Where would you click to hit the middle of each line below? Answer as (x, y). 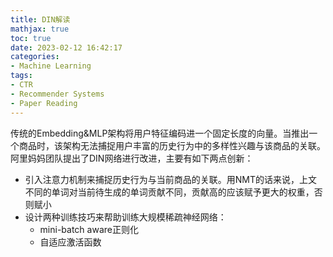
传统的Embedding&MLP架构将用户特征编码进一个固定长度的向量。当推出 (160, 133)
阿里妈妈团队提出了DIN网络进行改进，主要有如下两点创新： (132, 158)
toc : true (31, 38)
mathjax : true (40, 29)
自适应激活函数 (70, 242)
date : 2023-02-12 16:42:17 (66, 47)
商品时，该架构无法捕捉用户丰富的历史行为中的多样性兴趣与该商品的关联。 (172, 145)
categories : (35, 57)
